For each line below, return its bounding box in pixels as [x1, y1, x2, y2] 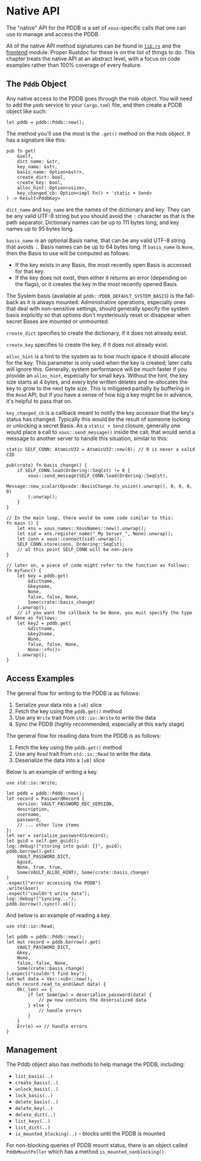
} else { [28, 1002, 50, 1008]
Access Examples [6, 673, 75, 684]
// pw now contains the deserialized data [38, 997, 147, 1003]
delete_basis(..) [14, 1099, 59, 1106]
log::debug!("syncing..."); [6, 895, 77, 901]
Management [6, 1045, 58, 1055]
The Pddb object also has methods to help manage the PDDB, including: [6, 1061, 185, 1068]
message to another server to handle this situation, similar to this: [6, 435, 169, 442]
